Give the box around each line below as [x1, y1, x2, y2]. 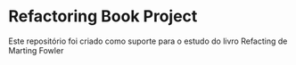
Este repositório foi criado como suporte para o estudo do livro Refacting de [8, 36, 288, 46]
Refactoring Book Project [8, 6, 198, 27]
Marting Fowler [8, 45, 64, 55]
